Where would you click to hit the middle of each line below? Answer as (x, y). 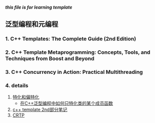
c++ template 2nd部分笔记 (40, 109)
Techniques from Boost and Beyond (50, 59)
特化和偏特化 (26, 97)
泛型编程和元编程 (32, 24)
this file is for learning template (39, 7)
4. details (17, 86)
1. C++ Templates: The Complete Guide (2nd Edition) (71, 39)
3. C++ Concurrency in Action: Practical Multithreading (74, 72)
